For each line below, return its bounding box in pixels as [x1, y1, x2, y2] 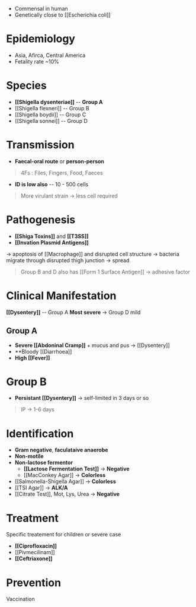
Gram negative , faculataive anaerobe [14, 446, 108, 453]
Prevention [6, 576, 61, 589]
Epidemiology [6, 32, 76, 46]
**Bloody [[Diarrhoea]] [14, 348, 72, 355]
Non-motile [14, 453, 44, 460]
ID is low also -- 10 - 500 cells [14, 180, 89, 187]
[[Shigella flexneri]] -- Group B [14, 104, 90, 112]
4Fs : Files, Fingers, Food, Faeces [20, 169, 103, 176]
